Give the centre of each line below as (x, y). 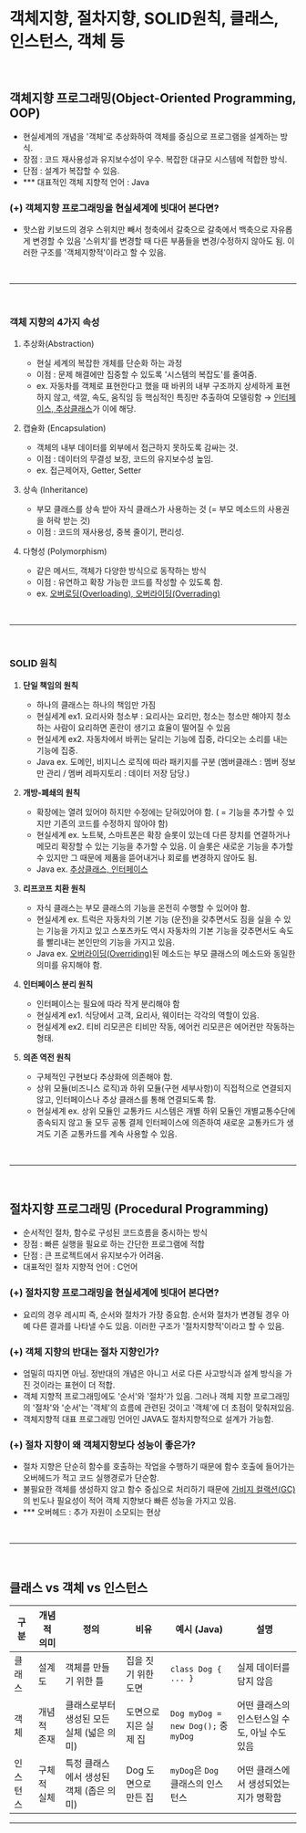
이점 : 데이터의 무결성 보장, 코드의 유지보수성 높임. (125, 459)
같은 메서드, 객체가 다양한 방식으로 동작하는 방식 (121, 571)
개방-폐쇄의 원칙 (51, 792)
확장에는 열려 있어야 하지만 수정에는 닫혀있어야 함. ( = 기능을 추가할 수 (160, 812)
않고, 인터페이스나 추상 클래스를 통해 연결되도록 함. (126, 1099)
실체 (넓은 (85, 1733)
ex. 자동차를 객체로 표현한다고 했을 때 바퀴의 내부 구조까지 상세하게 (155, 386)
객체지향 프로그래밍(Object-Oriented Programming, (153, 98)
